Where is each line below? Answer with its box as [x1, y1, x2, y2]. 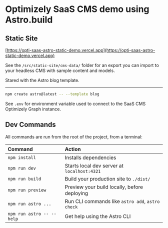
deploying [64, 189, 88, 196]
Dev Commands [5, 120, 56, 129]
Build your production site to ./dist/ [64, 175, 150, 182]
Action [64, 145, 81, 152]
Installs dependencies [64, 154, 116, 161]
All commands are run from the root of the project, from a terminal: [5, 133, 142, 139]
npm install [7, 154, 36, 160]
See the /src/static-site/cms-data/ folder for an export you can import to [5, 62, 159, 68]
